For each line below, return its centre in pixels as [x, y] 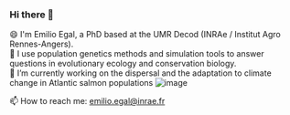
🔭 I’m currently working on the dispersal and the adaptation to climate [140, 73]
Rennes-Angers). [42, 44]
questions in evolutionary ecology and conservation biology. [123, 64]
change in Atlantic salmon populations [81, 83]
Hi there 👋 [32, 15]
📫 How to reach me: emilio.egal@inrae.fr [87, 101]
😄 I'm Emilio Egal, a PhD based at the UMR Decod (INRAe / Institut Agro [145, 35]
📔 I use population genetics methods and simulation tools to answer [137, 54]
